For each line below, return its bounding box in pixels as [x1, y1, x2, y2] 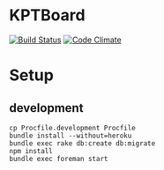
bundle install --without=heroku [9, 131, 132, 140]
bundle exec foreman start [9, 154, 108, 163]
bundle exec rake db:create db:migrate [9, 138, 156, 148]
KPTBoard [9, 5, 86, 26]
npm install [9, 146, 53, 155]
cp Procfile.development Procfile [9, 123, 137, 132]
